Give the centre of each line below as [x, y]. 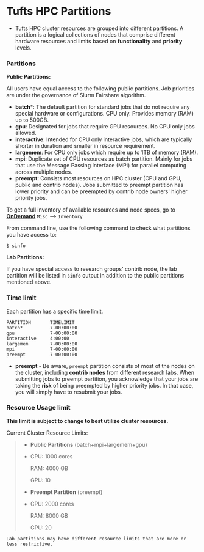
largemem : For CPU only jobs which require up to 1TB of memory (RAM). [107, 153]
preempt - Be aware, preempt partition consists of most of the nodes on [105, 366]
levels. [23, 48]
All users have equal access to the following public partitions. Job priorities [100, 89]
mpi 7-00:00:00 [42, 349]
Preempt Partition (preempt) [66, 492]
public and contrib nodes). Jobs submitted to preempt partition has [99, 185]
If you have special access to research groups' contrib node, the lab [92, 269]
